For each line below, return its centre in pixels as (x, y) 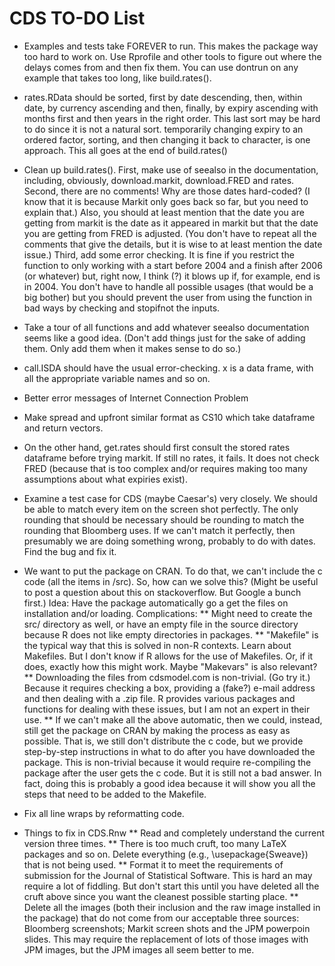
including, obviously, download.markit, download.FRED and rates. (159, 180)
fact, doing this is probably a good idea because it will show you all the (169, 783)
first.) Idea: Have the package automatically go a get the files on (156, 603)
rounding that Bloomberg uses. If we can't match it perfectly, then (159, 530)
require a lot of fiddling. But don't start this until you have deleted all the (171, 886)
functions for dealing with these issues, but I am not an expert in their (167, 709)
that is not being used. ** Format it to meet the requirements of (153, 864)
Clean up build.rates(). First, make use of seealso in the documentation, (171, 169)
